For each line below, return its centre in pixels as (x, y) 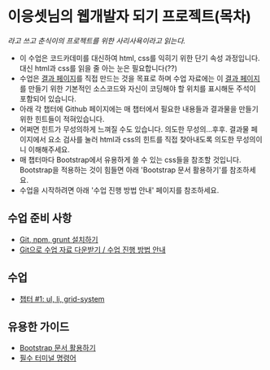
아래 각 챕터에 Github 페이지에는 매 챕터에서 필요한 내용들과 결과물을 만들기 (139, 109)
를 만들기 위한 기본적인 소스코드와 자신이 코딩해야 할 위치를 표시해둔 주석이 (138, 88)
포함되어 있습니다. (48, 98)
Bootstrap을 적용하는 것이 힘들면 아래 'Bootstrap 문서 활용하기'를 (124, 170)
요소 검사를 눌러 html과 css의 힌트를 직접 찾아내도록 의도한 (141, 139)
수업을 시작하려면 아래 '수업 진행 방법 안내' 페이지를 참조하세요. (119, 190)
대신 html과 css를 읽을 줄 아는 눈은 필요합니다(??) (98, 68)
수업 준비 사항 (40, 218)
